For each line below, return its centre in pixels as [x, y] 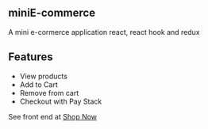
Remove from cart [49, 93]
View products [43, 76]
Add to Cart [39, 84]
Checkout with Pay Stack [61, 101]
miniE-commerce [52, 13]
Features [31, 57]
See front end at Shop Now [53, 116]
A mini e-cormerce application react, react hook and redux [104, 32]
